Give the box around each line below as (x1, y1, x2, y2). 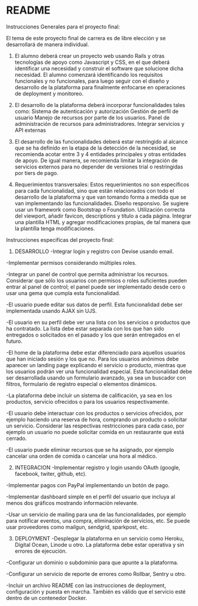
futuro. (6, 338, 22, 345)
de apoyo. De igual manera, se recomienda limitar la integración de (14, 157, 178, 164)
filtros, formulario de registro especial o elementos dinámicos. (6, 380, 157, 387)
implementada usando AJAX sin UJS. (6, 307, 97, 314)
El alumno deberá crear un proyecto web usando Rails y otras (14, 52, 165, 59)
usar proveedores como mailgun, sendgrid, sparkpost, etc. (6, 523, 149, 530)
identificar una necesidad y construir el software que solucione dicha (14, 64, 184, 72)
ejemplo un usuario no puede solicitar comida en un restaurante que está (6, 428, 184, 435)
